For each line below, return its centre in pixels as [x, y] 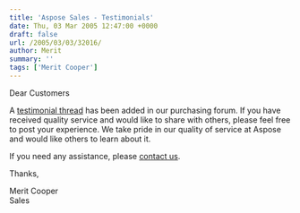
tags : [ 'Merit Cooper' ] [54, 68]
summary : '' [31, 59]
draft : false [34, 34]
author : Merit [36, 51]
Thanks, [24, 173]
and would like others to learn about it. [80, 139]
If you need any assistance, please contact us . [95, 156]
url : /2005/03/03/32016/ [56, 43]
